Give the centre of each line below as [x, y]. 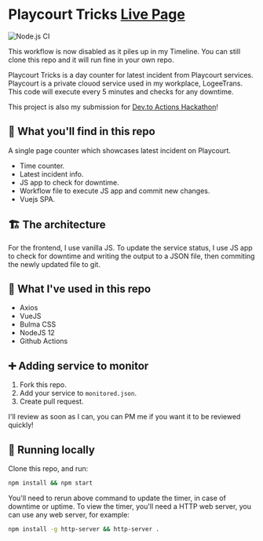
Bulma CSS [38, 324]
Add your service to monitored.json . [78, 393]
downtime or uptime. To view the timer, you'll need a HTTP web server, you [130, 506]
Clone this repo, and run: [48, 468]
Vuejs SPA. [37, 199]
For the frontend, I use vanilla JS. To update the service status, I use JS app [130, 247]
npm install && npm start [50, 483]
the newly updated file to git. [54, 264]
